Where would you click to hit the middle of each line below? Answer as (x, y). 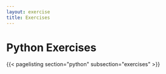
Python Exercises (51, 48)
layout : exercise (28, 12)
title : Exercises (28, 18)
